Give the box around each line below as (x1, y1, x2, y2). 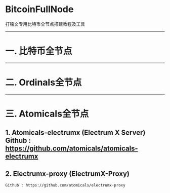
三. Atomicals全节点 (5, 108, 89, 120)
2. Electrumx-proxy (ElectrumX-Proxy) (5, 169, 130, 178)
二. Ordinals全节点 (5, 77, 82, 88)
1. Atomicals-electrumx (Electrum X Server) (5, 128, 146, 137)
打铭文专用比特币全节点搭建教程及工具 (5, 21, 85, 27)
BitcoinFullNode (5, 4, 74, 15)
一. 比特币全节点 (5, 46, 72, 57)
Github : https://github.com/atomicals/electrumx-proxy (5, 183, 125, 188)
